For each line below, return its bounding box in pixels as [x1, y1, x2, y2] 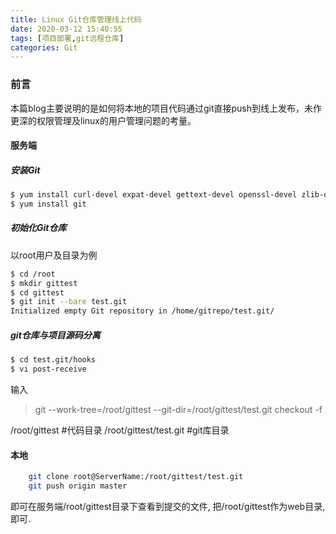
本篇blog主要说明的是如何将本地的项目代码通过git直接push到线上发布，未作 [10, 102, 323, 114]
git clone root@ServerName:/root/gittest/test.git [28, 472, 244, 482]
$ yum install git [10, 199, 87, 209]
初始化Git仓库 [10, 222, 67, 234]
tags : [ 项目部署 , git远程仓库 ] [10, 33, 125, 43]
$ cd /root [10, 269, 56, 279]
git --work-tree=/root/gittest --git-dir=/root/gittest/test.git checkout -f [34, 403, 323, 415]
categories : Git [10, 42, 78, 53]
